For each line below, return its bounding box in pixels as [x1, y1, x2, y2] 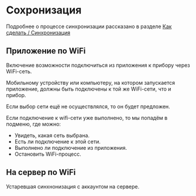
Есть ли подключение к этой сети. [14, 138, 101, 145]
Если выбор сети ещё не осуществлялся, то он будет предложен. [6, 103, 171, 110]
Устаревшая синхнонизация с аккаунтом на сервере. [6, 183, 139, 190]
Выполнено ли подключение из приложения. [14, 144, 128, 151]
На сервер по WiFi [6, 167, 76, 177]
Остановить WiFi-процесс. [14, 150, 82, 157]
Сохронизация [6, 4, 82, 17]
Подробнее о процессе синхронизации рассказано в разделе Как [6, 23, 172, 30]
